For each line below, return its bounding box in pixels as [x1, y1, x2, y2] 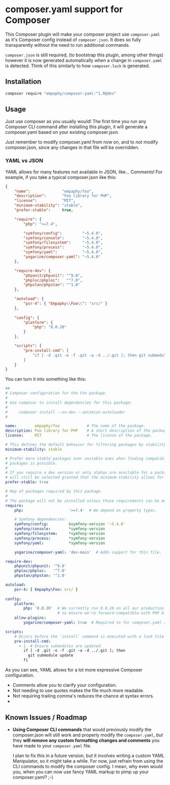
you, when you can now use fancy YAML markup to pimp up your [12, 769, 149, 775]
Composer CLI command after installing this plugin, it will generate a [5, 124, 148, 130]
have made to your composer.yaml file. [12, 742, 92, 748]
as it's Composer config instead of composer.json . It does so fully [5, 37, 141, 43]
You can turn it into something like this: [5, 376, 87, 382]
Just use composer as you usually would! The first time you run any [5, 118, 147, 125]
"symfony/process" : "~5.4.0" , [23, 245, 103, 250]
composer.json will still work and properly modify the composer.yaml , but [12, 732, 163, 738]
